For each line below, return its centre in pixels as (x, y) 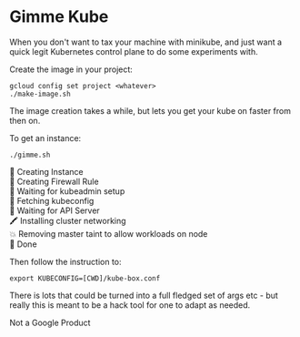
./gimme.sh (30, 155)
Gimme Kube (59, 17)
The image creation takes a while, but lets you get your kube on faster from (150, 110)
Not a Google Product (50, 322)
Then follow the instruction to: (65, 261)
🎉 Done (24, 244)
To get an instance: (45, 138)
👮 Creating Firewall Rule (54, 181)
